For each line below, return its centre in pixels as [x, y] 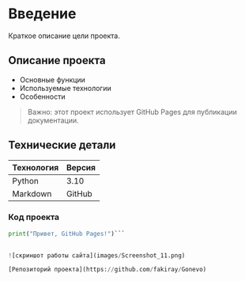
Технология [36, 167]
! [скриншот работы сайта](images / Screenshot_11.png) [97, 255]
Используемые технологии [66, 88]
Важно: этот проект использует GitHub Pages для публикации [132, 112]
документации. [53, 120]
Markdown [32, 193]
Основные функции [52, 79]
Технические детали [62, 145]
